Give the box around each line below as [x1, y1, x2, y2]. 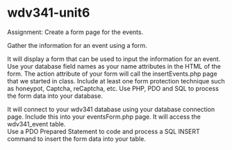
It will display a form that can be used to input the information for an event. [7, 54, 221, 63]
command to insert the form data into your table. [7, 134, 146, 143]
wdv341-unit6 [7, 5, 90, 21]
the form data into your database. [7, 92, 103, 100]
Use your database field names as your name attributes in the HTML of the [7, 62, 221, 70]
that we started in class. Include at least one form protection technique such [7, 76, 226, 85]
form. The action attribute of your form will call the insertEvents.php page [7, 69, 217, 78]
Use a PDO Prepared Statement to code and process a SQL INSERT [7, 127, 200, 135]
